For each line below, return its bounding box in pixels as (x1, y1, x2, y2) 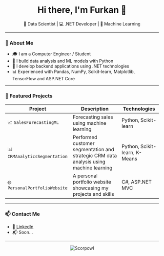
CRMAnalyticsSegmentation (7, 154, 68, 160)
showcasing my (72, 185, 109, 191)
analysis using (72, 158, 106, 165)
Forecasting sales (72, 114, 113, 120)
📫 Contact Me (5, 210, 40, 217)
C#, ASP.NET (121, 178, 152, 185)
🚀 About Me (5, 39, 34, 46)
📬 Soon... (12, 229, 33, 235)
